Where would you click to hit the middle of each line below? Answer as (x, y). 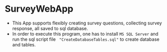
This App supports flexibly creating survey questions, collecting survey (87, 23)
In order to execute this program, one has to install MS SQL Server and (85, 34)
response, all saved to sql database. (50, 28)
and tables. (24, 44)
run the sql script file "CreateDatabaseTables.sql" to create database (86, 39)
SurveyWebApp (39, 9)
